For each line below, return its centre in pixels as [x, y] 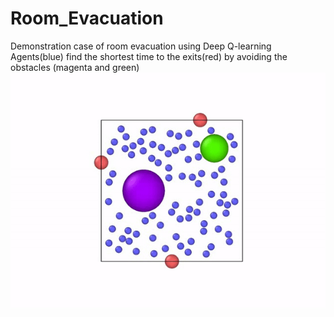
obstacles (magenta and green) [75, 67]
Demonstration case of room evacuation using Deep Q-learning [141, 46]
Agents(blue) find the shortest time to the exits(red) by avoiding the [149, 56]
